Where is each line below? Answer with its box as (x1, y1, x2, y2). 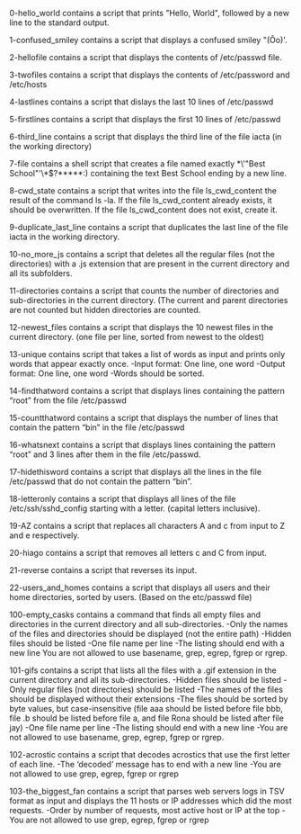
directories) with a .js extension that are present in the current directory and (9, 258, 290, 269)
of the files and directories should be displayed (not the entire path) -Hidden (9, 629, 292, 639)
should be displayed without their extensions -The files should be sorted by (9, 694, 288, 704)
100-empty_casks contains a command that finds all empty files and (9, 609, 261, 620)
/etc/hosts (9, 79, 48, 89)
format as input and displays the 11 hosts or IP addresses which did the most (9, 795, 292, 806)
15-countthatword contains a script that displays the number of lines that (9, 413, 279, 423)
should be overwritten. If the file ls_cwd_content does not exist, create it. (9, 204, 279, 215)
